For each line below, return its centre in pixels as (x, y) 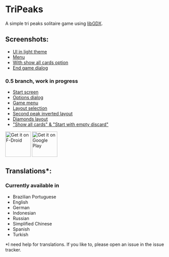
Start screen (26, 92)
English (20, 202)
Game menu (25, 103)
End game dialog (30, 68)
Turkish (21, 234)
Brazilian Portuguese (35, 197)
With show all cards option (40, 62)
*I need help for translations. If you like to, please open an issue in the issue (85, 244)
